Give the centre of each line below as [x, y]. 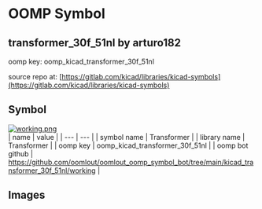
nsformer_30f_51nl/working [52, 170]
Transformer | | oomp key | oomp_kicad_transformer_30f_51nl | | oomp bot [128, 145]
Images [27, 195]
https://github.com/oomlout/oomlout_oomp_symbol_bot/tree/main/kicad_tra [131, 162]
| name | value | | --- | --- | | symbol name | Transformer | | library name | [127, 137]
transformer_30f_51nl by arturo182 [94, 43]
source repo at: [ [35, 77]
